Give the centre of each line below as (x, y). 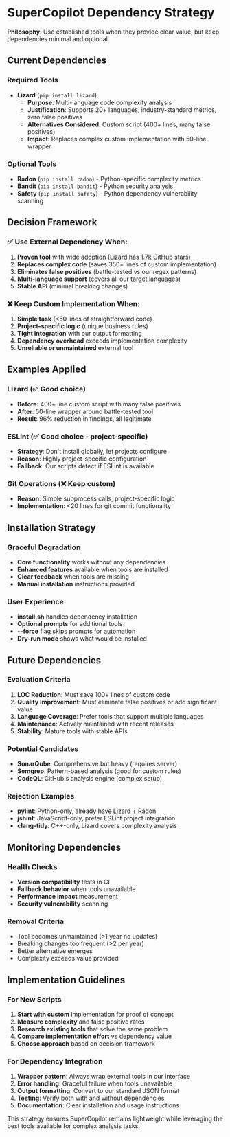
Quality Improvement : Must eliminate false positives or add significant (117, 702)
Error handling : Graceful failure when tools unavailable (95, 1083)
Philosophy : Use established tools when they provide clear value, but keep (113, 32)
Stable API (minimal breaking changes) (72, 286)
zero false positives (55, 117)
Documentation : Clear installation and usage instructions (98, 1105)
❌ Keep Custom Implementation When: (73, 303)
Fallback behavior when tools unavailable (76, 889)
